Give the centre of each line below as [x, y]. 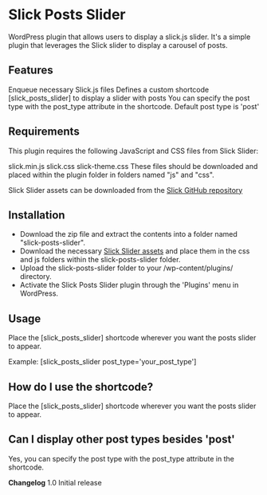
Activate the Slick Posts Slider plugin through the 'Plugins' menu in [129, 285]
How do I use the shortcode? [81, 387]
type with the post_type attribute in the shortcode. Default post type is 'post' [134, 106]
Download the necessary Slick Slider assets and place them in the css [135, 251]
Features [31, 71]
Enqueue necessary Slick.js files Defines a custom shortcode [109, 89]
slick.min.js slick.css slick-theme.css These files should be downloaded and [133, 166]
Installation [37, 215]
